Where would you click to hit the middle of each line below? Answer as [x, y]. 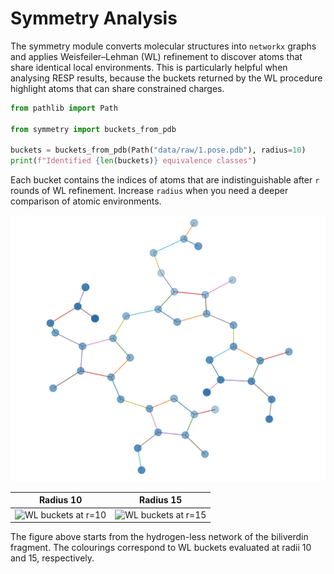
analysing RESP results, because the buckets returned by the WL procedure [166, 78]
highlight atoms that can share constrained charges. [117, 88]
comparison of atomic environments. [86, 201]
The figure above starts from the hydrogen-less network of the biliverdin [159, 537]
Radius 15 [161, 500]
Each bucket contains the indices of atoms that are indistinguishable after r [165, 180]
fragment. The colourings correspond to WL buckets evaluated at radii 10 [161, 548]
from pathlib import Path [64, 108]
